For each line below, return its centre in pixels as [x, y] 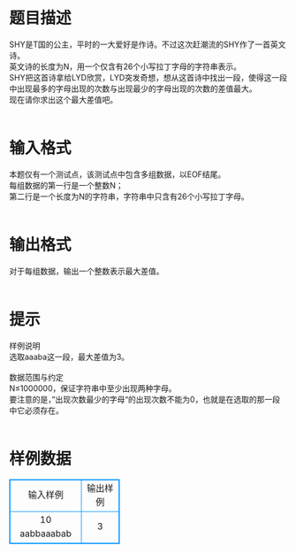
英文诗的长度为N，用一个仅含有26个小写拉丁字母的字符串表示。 [125, 66]
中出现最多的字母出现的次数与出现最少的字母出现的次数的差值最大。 [133, 88]
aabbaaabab [46, 534]
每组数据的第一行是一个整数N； [66, 185]
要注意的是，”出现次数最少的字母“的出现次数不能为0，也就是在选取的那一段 [145, 399]
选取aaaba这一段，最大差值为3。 [69, 357]
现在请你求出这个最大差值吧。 [63, 99]
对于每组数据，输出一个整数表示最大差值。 [87, 271]
